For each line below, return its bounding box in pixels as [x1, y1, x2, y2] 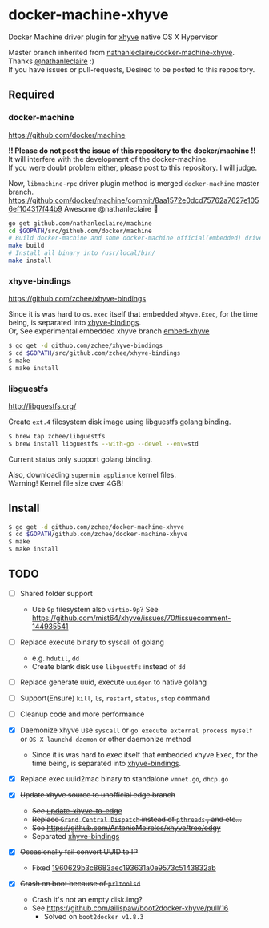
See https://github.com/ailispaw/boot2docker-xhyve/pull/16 [31, 903, 229, 913]
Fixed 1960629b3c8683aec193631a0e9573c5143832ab [31, 863, 216, 873]
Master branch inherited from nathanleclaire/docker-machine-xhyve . [8, 47, 235, 57]
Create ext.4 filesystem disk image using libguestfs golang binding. [8, 417, 231, 426]
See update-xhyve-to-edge [31, 806, 122, 816]
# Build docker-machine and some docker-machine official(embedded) [8, 234, 242, 242]
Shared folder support [19, 588, 94, 598]
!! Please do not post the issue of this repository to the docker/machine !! [8, 146, 256, 155]
